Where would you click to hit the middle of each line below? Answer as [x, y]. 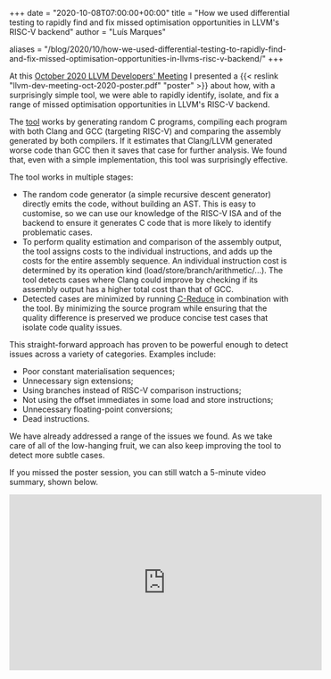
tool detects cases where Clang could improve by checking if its [140, 280]
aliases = [26, 49]
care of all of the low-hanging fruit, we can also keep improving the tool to [145, 445]
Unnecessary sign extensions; [78, 381]
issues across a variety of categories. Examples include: [113, 354]
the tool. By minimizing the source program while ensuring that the [145, 308]
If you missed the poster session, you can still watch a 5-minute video [137, 472]
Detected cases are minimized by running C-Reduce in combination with [155, 299]
